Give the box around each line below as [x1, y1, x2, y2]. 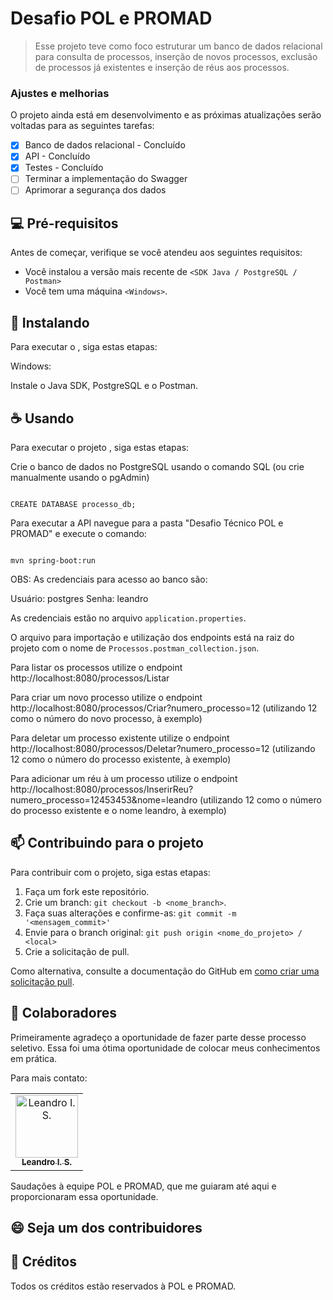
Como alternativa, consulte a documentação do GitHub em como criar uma [10, 965, 320, 977]
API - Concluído [24, 150, 91, 162]
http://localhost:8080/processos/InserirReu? [10, 783, 194, 795]
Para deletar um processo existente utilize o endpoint [10, 732, 230, 744]
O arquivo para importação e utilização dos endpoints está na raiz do [10, 631, 295, 643]
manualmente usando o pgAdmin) [10, 471, 150, 483]
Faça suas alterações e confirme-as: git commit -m [24, 907, 237, 919]
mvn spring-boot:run [10, 555, 97, 566]
